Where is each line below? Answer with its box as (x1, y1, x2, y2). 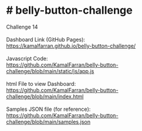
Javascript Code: (6, 55, 48, 62)
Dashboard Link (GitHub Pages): (6, 36, 86, 43)
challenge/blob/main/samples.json (6, 118, 91, 125)
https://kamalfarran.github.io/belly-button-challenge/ (6, 42, 136, 49)
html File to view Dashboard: (6, 80, 76, 87)
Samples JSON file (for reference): (6, 105, 91, 113)
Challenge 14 (6, 23, 39, 30)
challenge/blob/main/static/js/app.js (6, 67, 94, 74)
